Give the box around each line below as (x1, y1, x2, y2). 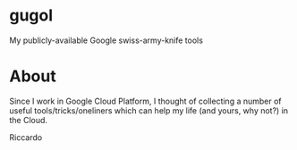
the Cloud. (9, 114, 47, 125)
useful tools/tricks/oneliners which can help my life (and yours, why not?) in (9, 104, 289, 116)
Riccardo (9, 131, 43, 143)
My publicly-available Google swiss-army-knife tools (9, 35, 204, 46)
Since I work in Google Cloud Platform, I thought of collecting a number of (9, 96, 282, 106)
